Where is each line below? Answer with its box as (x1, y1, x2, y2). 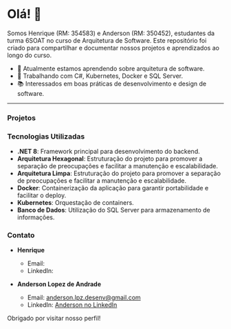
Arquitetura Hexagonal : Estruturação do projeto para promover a (16, 154, 203, 163)
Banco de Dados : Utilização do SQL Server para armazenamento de (16, 206, 211, 215)
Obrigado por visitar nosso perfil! (7, 314, 101, 323)
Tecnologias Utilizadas (7, 131, 85, 141)
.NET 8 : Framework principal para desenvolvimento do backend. (16, 148, 201, 156)
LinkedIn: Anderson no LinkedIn (27, 301, 118, 309)
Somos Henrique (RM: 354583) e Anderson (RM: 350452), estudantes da (7, 29, 215, 37)
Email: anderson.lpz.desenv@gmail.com (27, 293, 141, 302)
